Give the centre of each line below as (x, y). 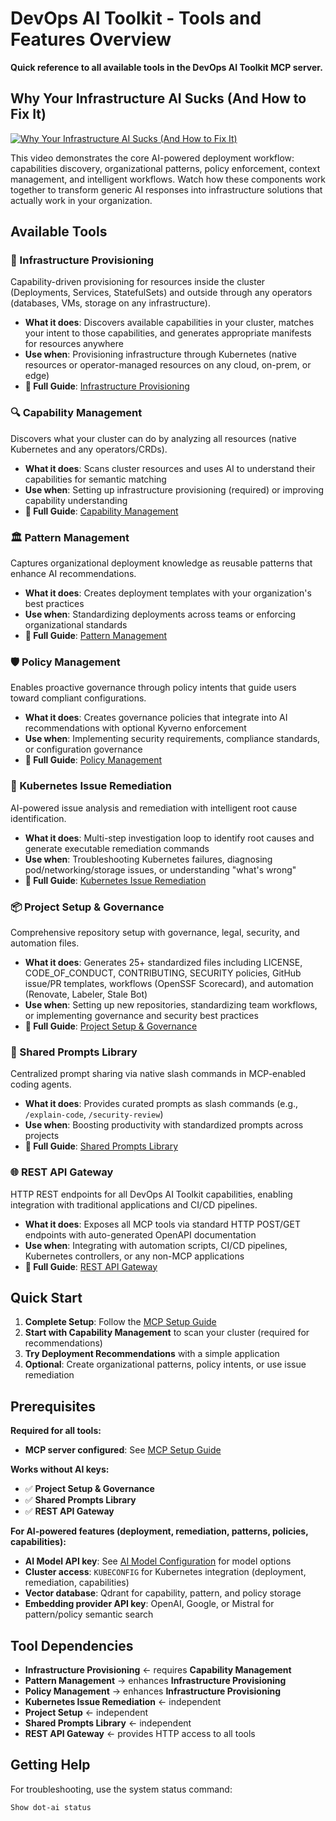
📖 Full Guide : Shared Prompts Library (101, 1146)
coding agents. (41, 1084)
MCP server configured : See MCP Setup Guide (123, 1450)
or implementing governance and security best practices (141, 1015)
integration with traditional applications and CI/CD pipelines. (134, 1204)
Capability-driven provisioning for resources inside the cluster (138, 282)
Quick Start (46, 1297)
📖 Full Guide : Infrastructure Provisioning (107, 386)
